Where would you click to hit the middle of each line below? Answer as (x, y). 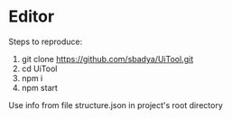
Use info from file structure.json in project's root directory (116, 105)
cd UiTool (39, 69)
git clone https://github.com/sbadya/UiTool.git (107, 59)
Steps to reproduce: (46, 41)
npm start (39, 87)
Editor (32, 17)
